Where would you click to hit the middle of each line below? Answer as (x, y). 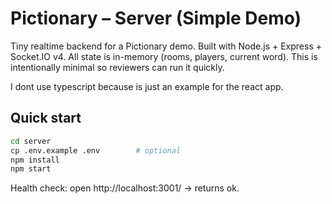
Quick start (46, 118)
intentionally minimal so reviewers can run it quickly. (117, 67)
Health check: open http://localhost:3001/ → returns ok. (125, 188)
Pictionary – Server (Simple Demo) (156, 18)
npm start (31, 169)
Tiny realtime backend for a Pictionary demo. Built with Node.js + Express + (166, 46)
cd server (31, 141)
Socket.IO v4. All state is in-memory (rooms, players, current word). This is (164, 56)
